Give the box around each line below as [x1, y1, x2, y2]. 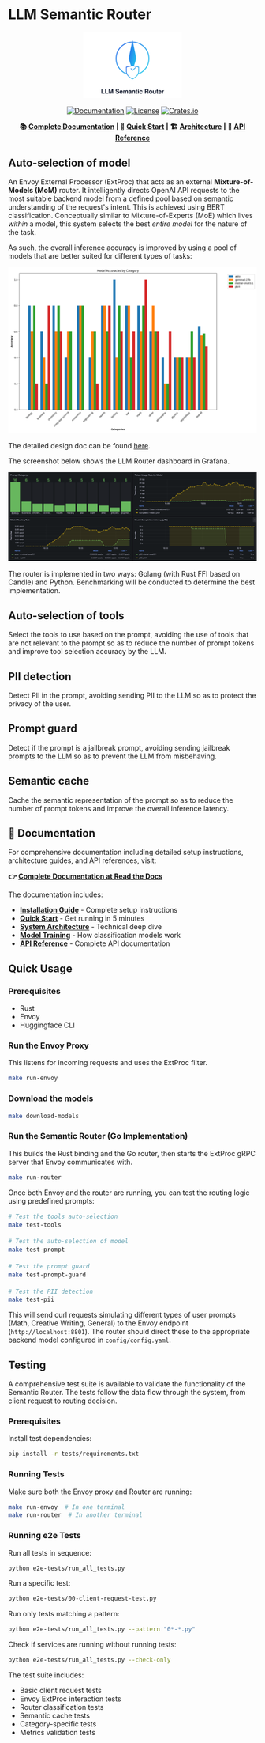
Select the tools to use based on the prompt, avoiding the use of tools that [8, 630, 249, 640]
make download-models [8, 1112, 80, 1120]
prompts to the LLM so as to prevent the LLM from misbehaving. [8, 751, 217, 761]
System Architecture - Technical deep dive [19, 922, 162, 932]
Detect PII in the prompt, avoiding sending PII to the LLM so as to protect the [8, 690, 256, 700]
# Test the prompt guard [8, 1262, 90, 1270]
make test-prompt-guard [8, 1271, 87, 1279]
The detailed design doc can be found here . [8, 440, 151, 450]
